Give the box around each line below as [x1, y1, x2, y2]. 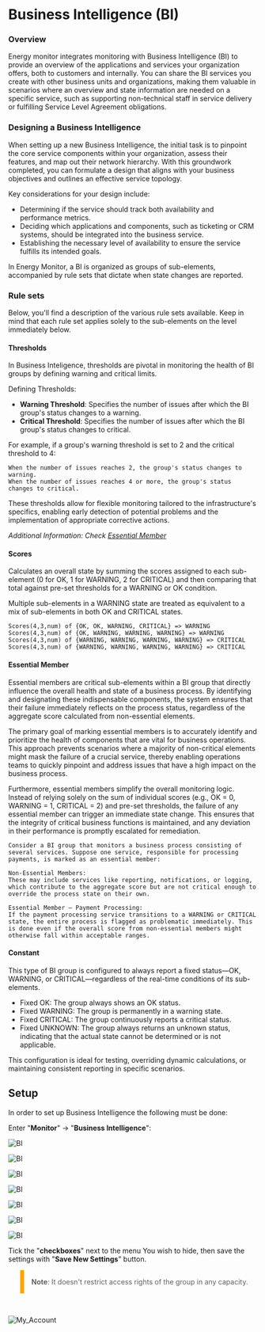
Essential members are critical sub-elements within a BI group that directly [8, 677, 251, 687]
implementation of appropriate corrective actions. [8, 516, 170, 525]
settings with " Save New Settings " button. [8, 1254, 147, 1264]
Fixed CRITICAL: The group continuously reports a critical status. [19, 1014, 232, 1024]
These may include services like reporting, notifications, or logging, [8, 876, 253, 884]
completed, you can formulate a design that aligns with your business [8, 165, 235, 175]
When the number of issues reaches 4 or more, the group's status [8, 478, 232, 486]
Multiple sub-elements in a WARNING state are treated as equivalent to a [8, 599, 245, 608]
